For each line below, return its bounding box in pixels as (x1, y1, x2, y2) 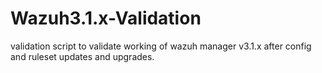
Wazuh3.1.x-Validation (10, 7, 202, 30)
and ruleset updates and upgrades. (10, 50, 155, 62)
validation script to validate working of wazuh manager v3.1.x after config (10, 40, 312, 52)
